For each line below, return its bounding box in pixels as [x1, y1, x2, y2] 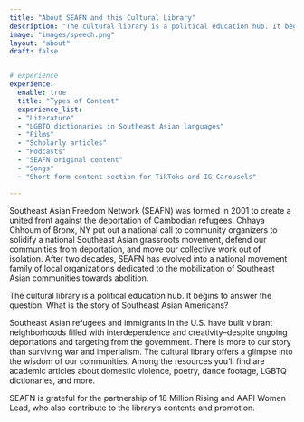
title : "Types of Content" [17, 96, 119, 105]
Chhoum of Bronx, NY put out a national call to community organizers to [9, 224, 278, 235]
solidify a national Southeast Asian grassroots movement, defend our [9, 234, 267, 245]
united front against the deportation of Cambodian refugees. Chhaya [9, 215, 265, 225]
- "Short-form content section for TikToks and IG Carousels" [17, 172, 257, 181]
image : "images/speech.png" [9, 30, 116, 39]
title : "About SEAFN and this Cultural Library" [9, 13, 196, 23]
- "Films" [17, 130, 54, 139]
